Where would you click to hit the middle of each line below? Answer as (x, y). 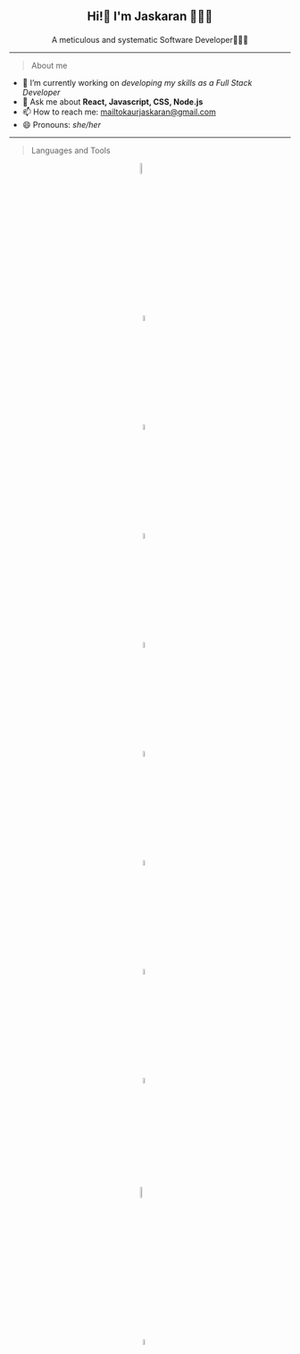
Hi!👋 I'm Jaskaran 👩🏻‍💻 (150, 17)
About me (49, 66)
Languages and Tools (71, 151)
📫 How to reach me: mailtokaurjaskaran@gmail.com (119, 112)
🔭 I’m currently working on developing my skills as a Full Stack (137, 83)
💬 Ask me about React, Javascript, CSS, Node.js (112, 102)
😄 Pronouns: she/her (61, 125)
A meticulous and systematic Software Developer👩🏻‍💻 (150, 40)
